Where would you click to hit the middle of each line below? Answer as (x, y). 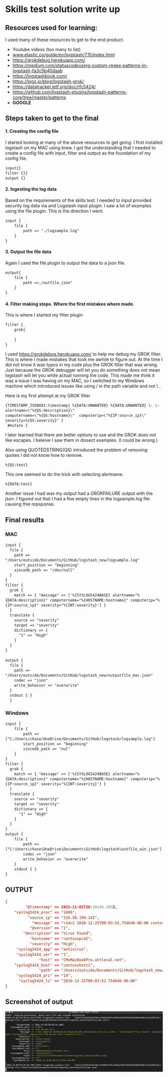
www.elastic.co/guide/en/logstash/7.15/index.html (63, 55)
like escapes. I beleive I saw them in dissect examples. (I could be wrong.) (81, 440)
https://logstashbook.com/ (40, 76)
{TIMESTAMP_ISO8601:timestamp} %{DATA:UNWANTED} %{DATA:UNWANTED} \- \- (82, 406)
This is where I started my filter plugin (44, 315)
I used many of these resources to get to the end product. (65, 40)
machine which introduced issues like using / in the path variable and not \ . (83, 386)
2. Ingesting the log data (31, 189)
